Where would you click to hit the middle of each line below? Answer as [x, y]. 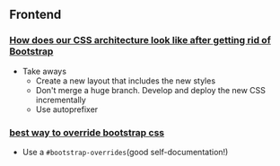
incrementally [61, 100]
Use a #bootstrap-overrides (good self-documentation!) [125, 152]
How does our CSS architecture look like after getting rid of [140, 40]
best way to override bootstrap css [87, 132]
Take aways [44, 71]
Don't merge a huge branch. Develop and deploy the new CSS [151, 90]
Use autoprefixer [67, 109]
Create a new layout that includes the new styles [126, 81]
